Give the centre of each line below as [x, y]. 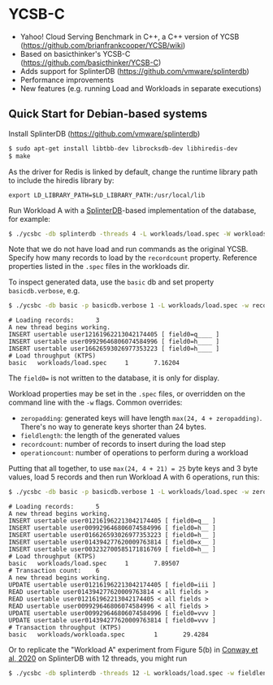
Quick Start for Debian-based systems [108, 114]
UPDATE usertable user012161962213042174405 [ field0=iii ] [113, 585]
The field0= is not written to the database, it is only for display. [114, 378]
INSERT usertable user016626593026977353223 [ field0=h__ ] [113, 535]
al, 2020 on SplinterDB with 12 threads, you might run [98, 658]
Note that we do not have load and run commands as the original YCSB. [128, 249]
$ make [19, 156]
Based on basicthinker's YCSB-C [75, 54]
